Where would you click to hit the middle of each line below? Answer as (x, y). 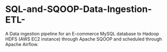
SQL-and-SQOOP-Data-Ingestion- (79, 9)
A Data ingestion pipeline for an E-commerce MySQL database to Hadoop (82, 33)
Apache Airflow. (22, 44)
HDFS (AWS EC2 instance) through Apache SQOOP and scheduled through (84, 39)
